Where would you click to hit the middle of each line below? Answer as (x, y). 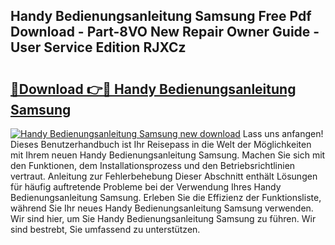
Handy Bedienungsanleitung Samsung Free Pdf (161, 16)
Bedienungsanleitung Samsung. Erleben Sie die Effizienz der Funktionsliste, (166, 197)
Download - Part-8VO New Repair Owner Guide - (165, 32)
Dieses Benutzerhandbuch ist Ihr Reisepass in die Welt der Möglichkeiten (161, 144)
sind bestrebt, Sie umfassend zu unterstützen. (105, 229)
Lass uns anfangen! (283, 133)
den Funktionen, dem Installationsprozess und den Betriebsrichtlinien (153, 165)
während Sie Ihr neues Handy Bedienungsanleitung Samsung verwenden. (162, 208)
